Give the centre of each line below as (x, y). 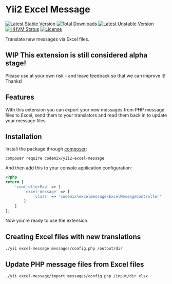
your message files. (26, 120)
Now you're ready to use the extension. (47, 221)
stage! (16, 63)
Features (20, 97)
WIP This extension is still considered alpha (77, 55)
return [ (15, 182)
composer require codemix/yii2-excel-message (55, 158)
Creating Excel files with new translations (73, 236)
